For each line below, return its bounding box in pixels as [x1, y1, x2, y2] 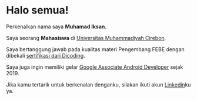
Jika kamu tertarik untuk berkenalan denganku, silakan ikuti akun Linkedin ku [6, 81, 191, 88]
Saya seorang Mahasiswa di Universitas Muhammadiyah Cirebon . [6, 34, 166, 41]
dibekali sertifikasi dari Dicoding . [6, 52, 85, 59]
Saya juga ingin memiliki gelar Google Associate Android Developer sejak [6, 63, 183, 71]
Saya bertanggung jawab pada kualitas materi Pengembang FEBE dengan [6, 45, 185, 53]
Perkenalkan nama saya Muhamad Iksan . [6, 23, 107, 30]
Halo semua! [6, 4, 69, 17]
